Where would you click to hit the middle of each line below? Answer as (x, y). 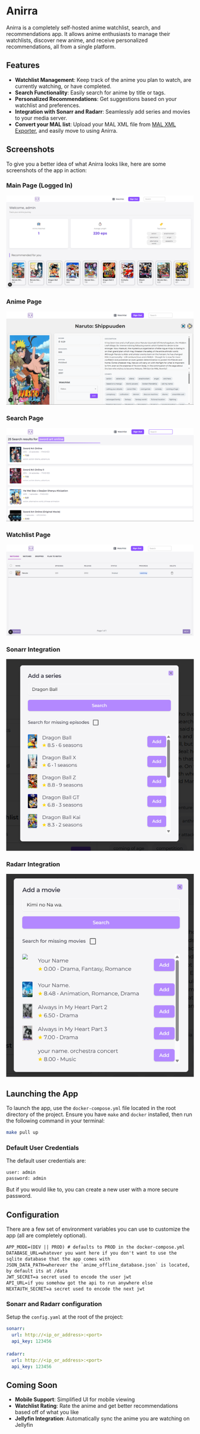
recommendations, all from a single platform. (61, 47)
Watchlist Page (29, 534)
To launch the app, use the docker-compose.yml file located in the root (91, 1108)
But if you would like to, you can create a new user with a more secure (92, 1190)
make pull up (22, 1133)
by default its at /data (37, 1271)
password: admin (26, 1179)
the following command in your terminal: (56, 1121)
